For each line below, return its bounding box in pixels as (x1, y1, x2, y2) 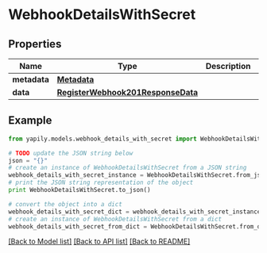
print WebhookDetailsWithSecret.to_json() (8, 186, 151, 194)
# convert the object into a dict (8, 200, 123, 208)
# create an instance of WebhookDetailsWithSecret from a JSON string (8, 164, 247, 172)
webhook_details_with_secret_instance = (8, 171, 145, 179)
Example (8, 113, 52, 128)
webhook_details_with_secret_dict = (8, 208, 130, 216)
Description (205, 61, 251, 71)
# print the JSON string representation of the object (8, 178, 194, 187)
